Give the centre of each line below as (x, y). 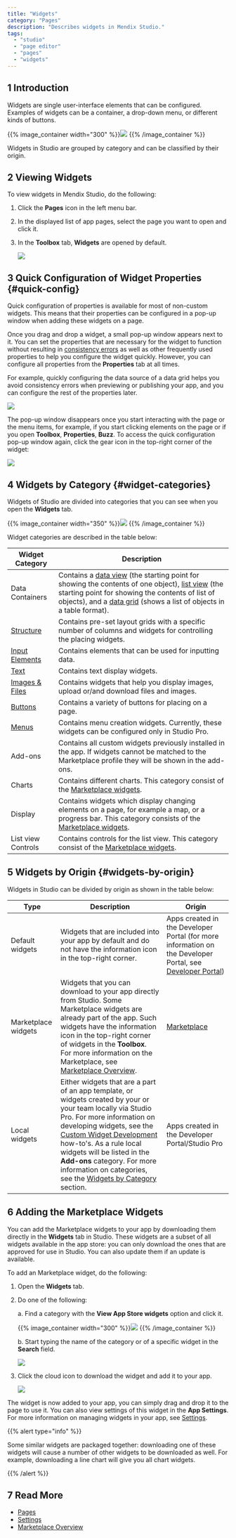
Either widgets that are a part (108, 1081)
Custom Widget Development (109, 1134)
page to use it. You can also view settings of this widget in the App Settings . (118, 1410)
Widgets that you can (96, 982)
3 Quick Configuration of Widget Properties (105, 278)
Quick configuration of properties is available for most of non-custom (108, 306)
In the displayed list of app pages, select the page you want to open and (122, 221)
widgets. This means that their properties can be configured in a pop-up (112, 313)
